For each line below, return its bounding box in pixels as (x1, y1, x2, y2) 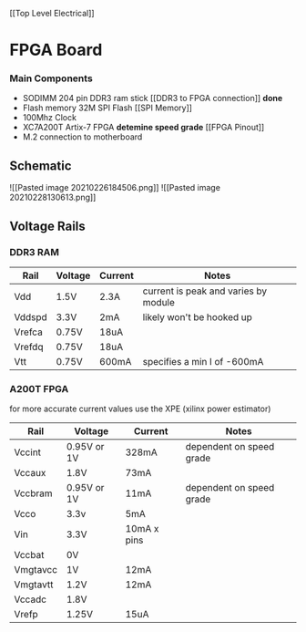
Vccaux (14, 467, 46, 480)
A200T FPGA (9, 382, 69, 395)
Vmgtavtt (14, 578, 54, 591)
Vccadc (14, 593, 47, 606)
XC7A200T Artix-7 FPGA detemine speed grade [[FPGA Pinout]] (22, 122, 265, 133)
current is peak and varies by (142, 285, 267, 297)
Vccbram (14, 487, 53, 500)
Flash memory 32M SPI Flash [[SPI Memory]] (22, 102, 193, 113)
